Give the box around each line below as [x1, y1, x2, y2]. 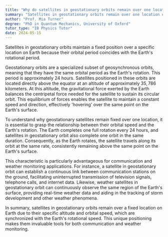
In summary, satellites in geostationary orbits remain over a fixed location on [5, 205, 162, 211]
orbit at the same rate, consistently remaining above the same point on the [5, 143, 158, 149]
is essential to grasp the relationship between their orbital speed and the [5, 122, 154, 128]
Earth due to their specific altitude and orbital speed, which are [5, 210, 135, 216]
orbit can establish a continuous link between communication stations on [5, 169, 156, 175]
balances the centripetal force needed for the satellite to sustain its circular [5, 91, 160, 97]
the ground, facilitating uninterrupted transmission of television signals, [5, 174, 152, 180]
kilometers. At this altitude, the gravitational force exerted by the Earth [5, 86, 149, 91]
